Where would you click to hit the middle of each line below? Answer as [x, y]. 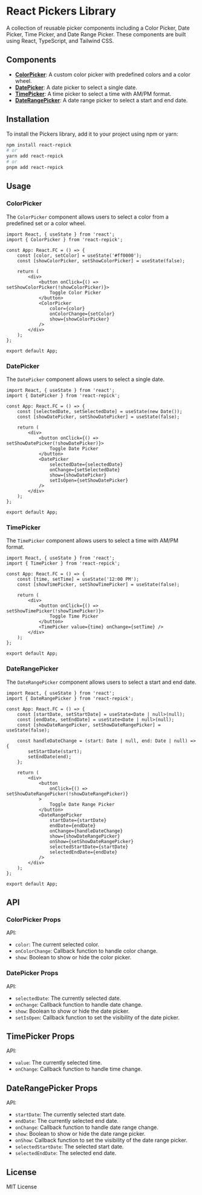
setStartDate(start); [55, 751]
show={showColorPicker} [80, 319]
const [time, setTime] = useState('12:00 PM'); [78, 580]
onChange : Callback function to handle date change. [79, 1004]
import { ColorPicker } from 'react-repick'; [64, 240]
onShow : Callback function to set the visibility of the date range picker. [101, 1140]
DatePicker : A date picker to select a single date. [76, 87]
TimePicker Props [41, 1036]
